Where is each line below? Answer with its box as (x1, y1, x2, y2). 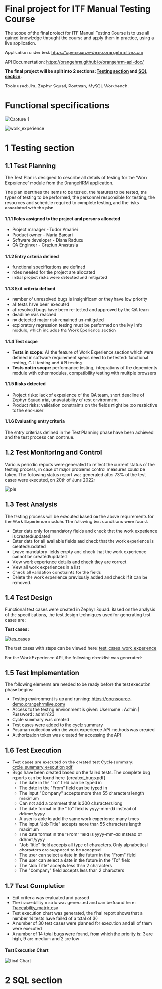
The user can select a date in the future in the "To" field (19, 857, 131, 863)
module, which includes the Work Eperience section (12, 327, 116, 333)
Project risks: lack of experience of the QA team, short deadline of (12, 392, 145, 398)
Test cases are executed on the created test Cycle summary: (12, 759, 134, 765)
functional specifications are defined (12, 264, 86, 270)
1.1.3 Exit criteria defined (5, 285, 56, 291)
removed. (12, 579, 32, 585)
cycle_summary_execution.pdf (12, 764, 73, 770)
